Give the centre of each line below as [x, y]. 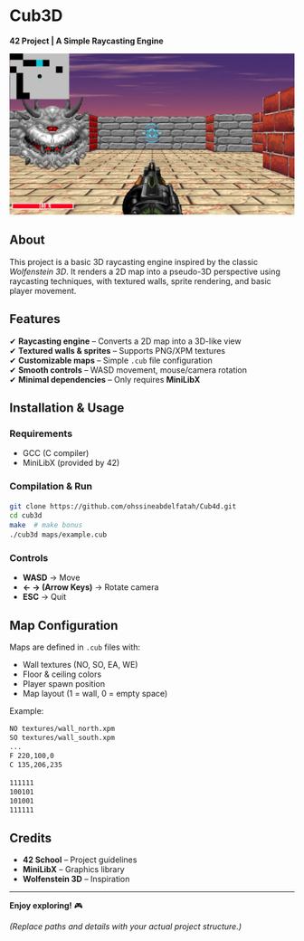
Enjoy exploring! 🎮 [46, 905]
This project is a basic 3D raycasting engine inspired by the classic [134, 261]
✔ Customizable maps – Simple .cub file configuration [111, 360]
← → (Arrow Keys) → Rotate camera [90, 587]
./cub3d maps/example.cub [58, 535]
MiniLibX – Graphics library [73, 869]
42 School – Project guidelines [80, 860]
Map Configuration [64, 625]
